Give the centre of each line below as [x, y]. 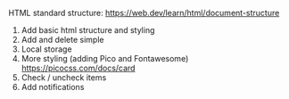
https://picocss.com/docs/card [78, 68]
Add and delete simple [62, 40]
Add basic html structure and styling [88, 30]
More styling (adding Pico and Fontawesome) [105, 58]
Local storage [46, 49]
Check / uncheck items [64, 78]
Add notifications [53, 87]
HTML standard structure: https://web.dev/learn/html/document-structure [144, 13]
